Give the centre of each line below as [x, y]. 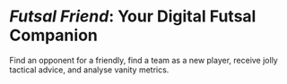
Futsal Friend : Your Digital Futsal [133, 17]
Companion [54, 35]
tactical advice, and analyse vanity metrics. [89, 70]
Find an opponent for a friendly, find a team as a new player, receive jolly [143, 60]
